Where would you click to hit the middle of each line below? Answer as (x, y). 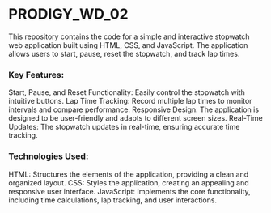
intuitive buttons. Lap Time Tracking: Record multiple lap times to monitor (130, 101)
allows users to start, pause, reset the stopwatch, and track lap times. (124, 53)
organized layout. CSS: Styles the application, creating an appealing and (129, 182)
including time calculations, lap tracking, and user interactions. (112, 200)
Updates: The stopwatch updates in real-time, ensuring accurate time (124, 127)
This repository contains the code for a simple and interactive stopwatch (129, 36)
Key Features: (36, 75)
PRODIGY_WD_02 (68, 14)
